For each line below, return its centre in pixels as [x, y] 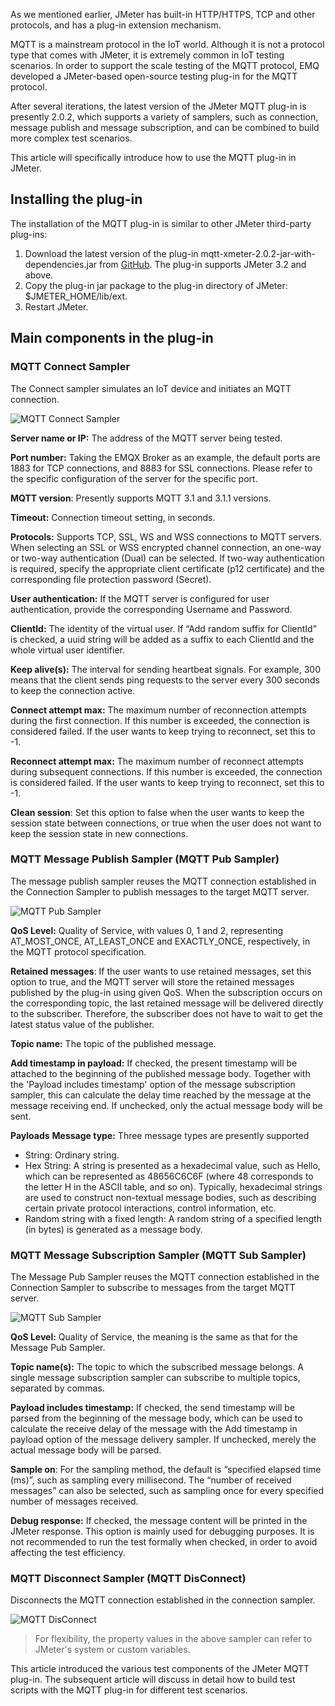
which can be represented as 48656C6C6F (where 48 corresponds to [169, 1176]
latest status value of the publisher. [82, 1024]
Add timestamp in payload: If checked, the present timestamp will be [154, 1063]
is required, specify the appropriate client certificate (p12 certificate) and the [167, 568]
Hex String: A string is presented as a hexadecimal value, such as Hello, [172, 1165]
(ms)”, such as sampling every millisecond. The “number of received [151, 1480]
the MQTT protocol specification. [78, 951]
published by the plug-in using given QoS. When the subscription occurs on [166, 992]
